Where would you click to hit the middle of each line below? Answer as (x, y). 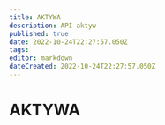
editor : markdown (41, 58)
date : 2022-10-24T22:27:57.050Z (68, 42)
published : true (39, 33)
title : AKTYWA (35, 17)
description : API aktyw (53, 26)
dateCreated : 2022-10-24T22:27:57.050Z (82, 67)
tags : (19, 50)
